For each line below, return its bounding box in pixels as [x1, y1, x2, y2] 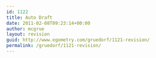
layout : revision [6, 31, 50, 37]
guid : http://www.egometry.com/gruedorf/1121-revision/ [6, 37, 150, 43]
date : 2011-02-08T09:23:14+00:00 [6, 20, 91, 26]
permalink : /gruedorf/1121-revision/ [6, 43, 102, 49]
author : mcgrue [6, 25, 45, 32]
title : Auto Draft [6, 14, 53, 21]
